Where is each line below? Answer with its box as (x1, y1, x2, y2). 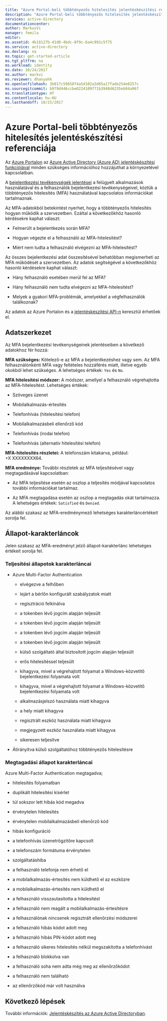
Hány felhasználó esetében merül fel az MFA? (12, 275, 106, 281)
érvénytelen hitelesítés (12, 809, 59, 815)
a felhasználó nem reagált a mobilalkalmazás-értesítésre (12, 905, 128, 911)
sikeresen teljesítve (19, 736, 60, 743)
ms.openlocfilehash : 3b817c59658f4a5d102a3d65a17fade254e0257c (5, 81, 139, 86)
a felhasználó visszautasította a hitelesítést (12, 896, 100, 902)
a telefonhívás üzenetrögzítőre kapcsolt (12, 838, 94, 844)
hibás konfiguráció (12, 828, 51, 834)
